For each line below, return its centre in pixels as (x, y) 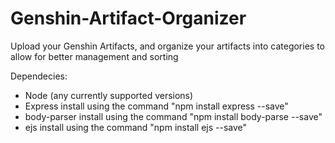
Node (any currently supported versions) (109, 95)
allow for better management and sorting (94, 56)
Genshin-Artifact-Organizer (128, 18)
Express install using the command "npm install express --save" (156, 106)
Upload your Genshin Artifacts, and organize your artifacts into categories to (167, 46)
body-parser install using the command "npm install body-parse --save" (173, 116)
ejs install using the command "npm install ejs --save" (136, 127)
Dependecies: (39, 76)
